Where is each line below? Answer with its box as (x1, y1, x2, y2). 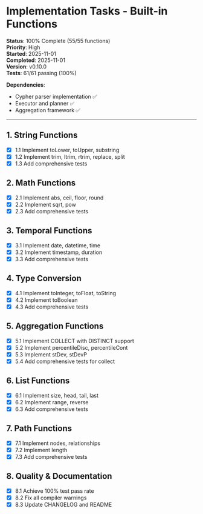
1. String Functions (6, 130, 78, 141)
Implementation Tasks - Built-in (6, 4, 168, 18)
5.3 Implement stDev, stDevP (14, 350, 88, 358)
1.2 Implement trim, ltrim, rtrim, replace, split (14, 153, 125, 160)
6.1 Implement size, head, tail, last (14, 392, 98, 399)
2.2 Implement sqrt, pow (14, 201, 77, 208)
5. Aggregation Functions (6, 321, 104, 332)
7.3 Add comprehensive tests (14, 453, 88, 460)
